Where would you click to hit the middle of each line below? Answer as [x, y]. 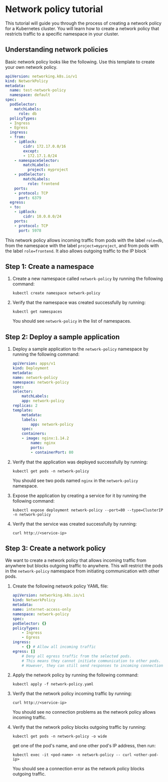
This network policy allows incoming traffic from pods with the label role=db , [84, 240]
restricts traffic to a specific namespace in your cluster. [62, 34]
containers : [34, 434]
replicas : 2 [25, 406]
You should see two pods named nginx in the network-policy [75, 480]
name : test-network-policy [38, 90]
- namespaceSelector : [37, 160]
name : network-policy [35, 377]
